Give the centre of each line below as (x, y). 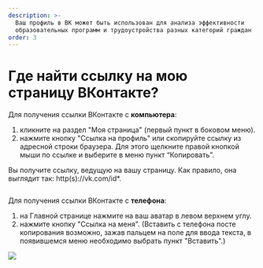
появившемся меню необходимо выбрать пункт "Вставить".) (122, 241)
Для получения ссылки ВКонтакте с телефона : (87, 200)
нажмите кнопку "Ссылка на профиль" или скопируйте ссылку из (130, 138)
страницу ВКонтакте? (83, 93)
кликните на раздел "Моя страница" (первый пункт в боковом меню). (137, 130)
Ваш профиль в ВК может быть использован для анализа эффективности (130, 23)
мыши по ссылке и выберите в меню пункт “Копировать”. (117, 155)
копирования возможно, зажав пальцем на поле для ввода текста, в (135, 233)
